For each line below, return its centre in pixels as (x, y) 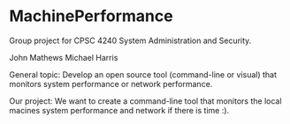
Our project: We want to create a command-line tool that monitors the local (145, 101)
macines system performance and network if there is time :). (119, 110)
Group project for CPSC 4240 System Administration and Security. (130, 40)
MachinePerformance (92, 16)
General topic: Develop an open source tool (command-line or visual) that (143, 74)
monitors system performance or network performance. (111, 84)
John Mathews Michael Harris (64, 57)
